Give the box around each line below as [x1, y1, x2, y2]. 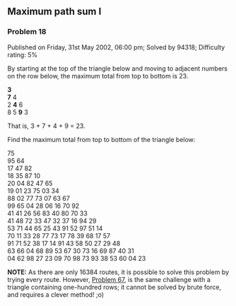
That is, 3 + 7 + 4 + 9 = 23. [7, 122, 86, 130]
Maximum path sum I [7, 6, 102, 18]
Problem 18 [7, 27, 47, 37]
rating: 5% [7, 50, 37, 59]
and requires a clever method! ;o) [7, 290, 105, 299]
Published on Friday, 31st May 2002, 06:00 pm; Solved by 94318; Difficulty [7, 42, 225, 52]
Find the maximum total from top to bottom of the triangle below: [7, 135, 196, 143]
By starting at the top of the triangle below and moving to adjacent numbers [7, 64, 228, 73]
